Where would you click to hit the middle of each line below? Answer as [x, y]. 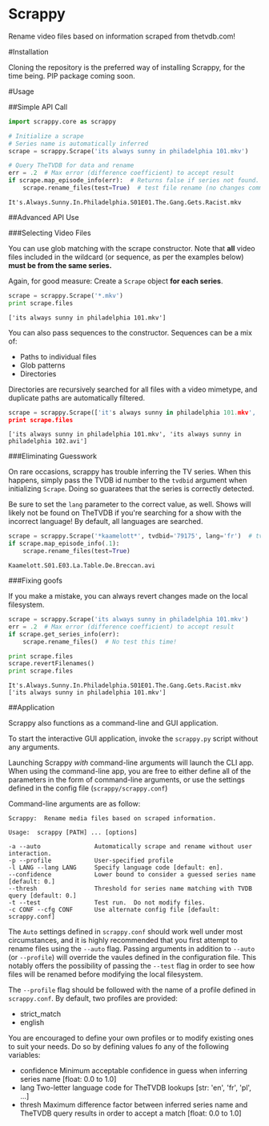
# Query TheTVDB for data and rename [71, 165]
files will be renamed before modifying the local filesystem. [106, 974]
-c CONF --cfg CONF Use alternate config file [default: [114, 910]
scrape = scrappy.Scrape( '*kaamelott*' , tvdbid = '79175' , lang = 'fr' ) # [130, 536]
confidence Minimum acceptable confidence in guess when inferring [134, 1071]
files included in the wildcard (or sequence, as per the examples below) [126, 257]
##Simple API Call [38, 107]
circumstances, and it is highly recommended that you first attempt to [123, 941]
